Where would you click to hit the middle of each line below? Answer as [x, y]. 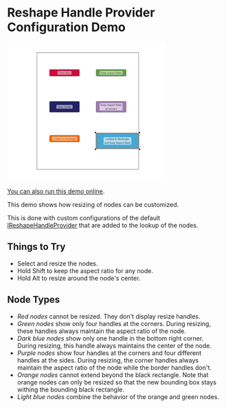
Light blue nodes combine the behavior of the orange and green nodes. [118, 396]
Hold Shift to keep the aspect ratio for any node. [85, 270]
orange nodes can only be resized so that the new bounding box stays [116, 382]
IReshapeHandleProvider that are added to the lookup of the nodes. [103, 225]
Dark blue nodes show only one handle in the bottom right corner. [110, 338]
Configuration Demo [66, 27]
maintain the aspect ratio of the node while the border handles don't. [114, 367]
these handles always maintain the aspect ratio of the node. [102, 331]
